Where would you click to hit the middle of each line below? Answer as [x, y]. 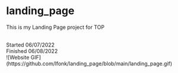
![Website [18, 57]
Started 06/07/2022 [30, 45]
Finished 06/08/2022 [32, 51]
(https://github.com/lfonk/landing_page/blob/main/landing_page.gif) [89, 64]
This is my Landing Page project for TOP [55, 27]
